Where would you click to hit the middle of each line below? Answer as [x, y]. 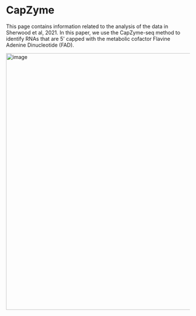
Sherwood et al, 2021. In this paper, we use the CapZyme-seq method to [93, 32]
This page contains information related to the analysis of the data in [87, 26]
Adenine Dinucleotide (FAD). [40, 45]
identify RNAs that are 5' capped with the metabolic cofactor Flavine [88, 39]
